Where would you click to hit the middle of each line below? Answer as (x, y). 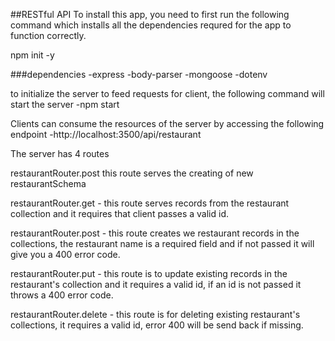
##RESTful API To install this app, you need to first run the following (150, 14)
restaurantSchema (48, 183)
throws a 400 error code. (62, 295)
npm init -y (32, 55)
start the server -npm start (65, 104)
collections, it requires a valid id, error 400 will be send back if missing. (157, 325)
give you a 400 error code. (65, 254)
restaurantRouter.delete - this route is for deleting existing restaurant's (155, 314)
